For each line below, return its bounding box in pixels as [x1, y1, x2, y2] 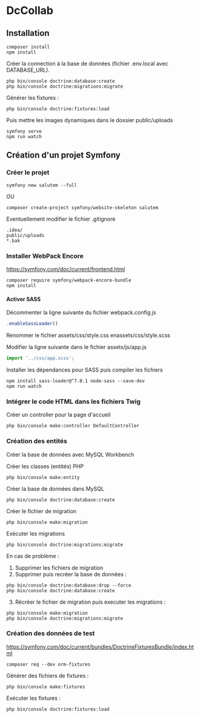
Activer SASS [6, 295, 41, 303]
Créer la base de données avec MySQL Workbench [6, 450, 135, 458]
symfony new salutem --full [6, 182, 78, 188]
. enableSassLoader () [6, 320, 59, 327]
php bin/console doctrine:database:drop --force [6, 582, 132, 589]
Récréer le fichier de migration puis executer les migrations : [15, 598, 166, 606]
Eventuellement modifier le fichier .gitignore [6, 215, 116, 223]
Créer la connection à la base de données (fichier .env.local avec [6, 60, 168, 67]
